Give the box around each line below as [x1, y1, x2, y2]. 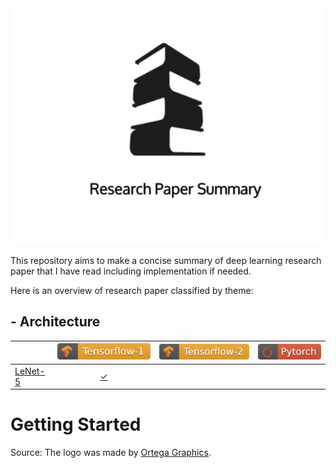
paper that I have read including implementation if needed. [10, 265, 252, 277]
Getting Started [10, 413, 142, 436]
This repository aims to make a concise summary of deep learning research [10, 255, 322, 266]
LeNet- [14, 365, 46, 377]
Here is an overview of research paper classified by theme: [10, 285, 254, 296]
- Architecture [10, 313, 101, 331]
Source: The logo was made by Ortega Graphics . [10, 447, 212, 459]
